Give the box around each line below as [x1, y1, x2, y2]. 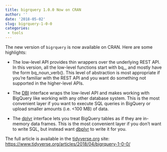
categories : [5, 26, 30, 31]
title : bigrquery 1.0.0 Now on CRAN [5, 7, 81, 12]
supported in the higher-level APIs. [12, 80, 84, 86]
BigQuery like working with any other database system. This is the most [12, 95, 160, 101]
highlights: [5, 49, 27, 55]
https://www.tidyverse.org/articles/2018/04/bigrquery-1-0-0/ [5, 141, 131, 147]
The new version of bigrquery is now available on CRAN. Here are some [5, 44, 153, 50]
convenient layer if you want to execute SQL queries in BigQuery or [12, 101, 151, 106]
